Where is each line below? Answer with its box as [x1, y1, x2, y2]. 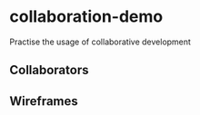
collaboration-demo [9, 6, 164, 27]
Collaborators [9, 62, 89, 78]
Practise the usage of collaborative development [9, 36, 191, 47]
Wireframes [9, 93, 79, 109]
